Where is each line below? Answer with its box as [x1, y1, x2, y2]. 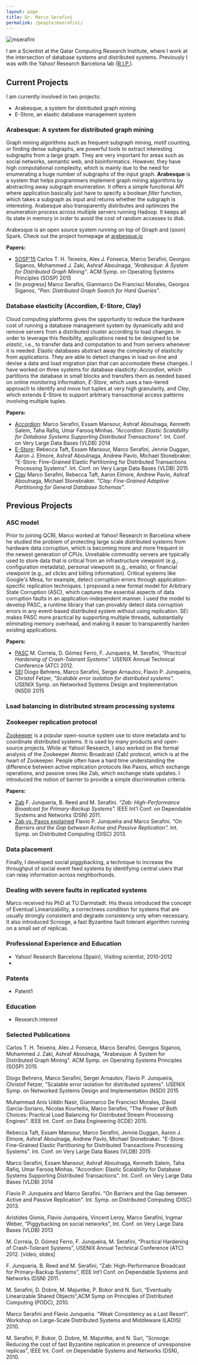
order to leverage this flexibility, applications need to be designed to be [6, 334, 179, 341]
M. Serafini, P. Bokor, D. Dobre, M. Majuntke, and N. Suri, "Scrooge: [6, 1335, 170, 1342]
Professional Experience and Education [6, 939, 122, 948]
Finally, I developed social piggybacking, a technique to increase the [6, 858, 173, 865]
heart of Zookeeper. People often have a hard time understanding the [6, 757, 175, 764]
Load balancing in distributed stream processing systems [6, 702, 176, 710]
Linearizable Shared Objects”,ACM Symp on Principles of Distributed [6, 1293, 173, 1300]
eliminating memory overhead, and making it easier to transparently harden [6, 620, 190, 627]
